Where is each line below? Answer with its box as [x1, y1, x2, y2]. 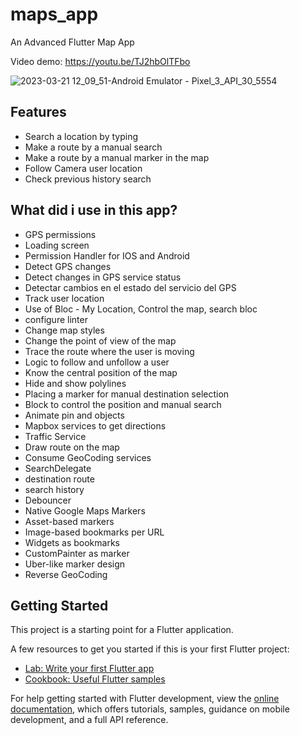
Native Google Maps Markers [24, 504, 146, 517]
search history [24, 483, 85, 495]
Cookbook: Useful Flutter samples [24, 673, 166, 685]
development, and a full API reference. [10, 714, 169, 726]
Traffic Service [24, 430, 87, 442]
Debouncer [24, 494, 72, 506]
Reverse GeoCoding [24, 568, 108, 580]
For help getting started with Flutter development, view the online [10, 693, 280, 705]
